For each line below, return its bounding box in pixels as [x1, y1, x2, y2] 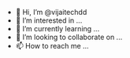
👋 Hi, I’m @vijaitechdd [15, 8, 87, 16]
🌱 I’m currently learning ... [15, 24, 100, 33]
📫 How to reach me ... [15, 42, 89, 50]
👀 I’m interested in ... [15, 16, 83, 25]
